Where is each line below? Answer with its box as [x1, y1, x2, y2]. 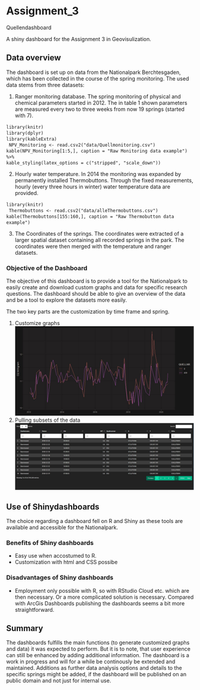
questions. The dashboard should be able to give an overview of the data [6, 290, 186, 298]
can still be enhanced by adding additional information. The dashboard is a [6, 652, 189, 659]
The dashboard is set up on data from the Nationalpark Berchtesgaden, [6, 69, 181, 76]
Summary [6, 623, 43, 633]
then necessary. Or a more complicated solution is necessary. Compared [14, 593, 194, 601]
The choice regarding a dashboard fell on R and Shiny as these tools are [6, 518, 183, 525]
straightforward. [14, 606, 55, 613]
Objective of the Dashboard [6, 264, 87, 272]
